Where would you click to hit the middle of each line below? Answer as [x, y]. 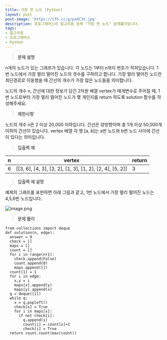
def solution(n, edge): [30, 233]
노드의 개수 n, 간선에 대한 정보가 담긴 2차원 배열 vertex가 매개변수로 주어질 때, [81, 91]
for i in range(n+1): [32, 254]
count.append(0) [31, 263]
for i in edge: [25, 276]
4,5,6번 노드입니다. [24, 198]
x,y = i [22, 281]
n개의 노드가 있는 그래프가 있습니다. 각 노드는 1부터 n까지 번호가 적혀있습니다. [80, 67]
